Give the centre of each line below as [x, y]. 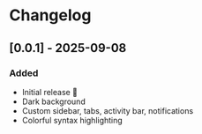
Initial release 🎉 [49, 92]
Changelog [50, 15]
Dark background [53, 101]
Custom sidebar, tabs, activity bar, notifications [108, 110]
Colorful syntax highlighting [72, 120]
